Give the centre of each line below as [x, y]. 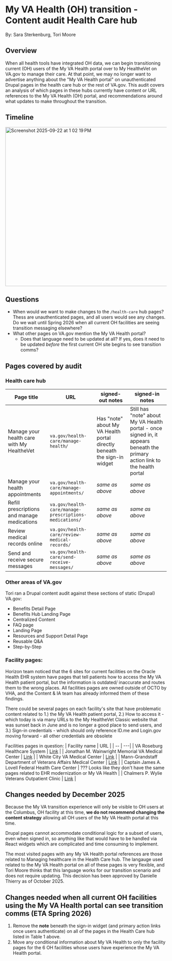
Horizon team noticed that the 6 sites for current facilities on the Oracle [80, 671]
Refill [14, 503]
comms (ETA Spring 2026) [48, 914]
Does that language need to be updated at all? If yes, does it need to [92, 339]
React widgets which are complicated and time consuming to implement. [82, 844]
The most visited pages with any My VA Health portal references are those [84, 854]
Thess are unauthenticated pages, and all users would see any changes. [89, 317]
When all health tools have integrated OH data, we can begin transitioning [83, 63]
